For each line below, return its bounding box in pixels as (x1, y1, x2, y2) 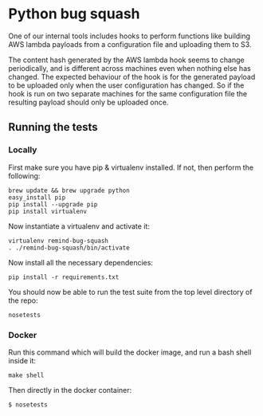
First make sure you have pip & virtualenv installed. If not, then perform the (8, 163, 253, 172)
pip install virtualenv (8, 207, 88, 215)
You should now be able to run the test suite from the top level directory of (8, 287, 253, 296)
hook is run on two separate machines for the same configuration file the (8, 88, 248, 98)
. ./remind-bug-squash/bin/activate (8, 244, 130, 252)
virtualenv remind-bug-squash (8, 237, 109, 245)
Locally (8, 144, 37, 155)
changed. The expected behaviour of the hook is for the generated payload (8, 72, 256, 81)
